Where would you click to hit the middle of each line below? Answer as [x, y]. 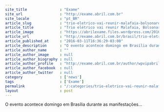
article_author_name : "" [37, 50]
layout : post [39, 91]
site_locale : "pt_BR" [42, 18]
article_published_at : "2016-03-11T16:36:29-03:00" [64, 41]
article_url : [34, 37]
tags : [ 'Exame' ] [44, 81]
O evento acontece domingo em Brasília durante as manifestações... [74, 104]
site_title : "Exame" [42, 9]
